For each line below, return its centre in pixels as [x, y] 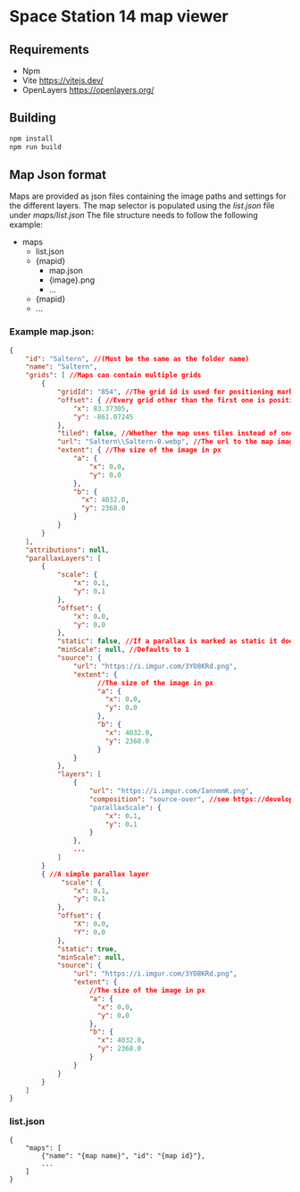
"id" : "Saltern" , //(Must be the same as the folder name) [137, 359]
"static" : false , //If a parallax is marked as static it [167, 641]
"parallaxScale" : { [125, 807]
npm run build [36, 147]
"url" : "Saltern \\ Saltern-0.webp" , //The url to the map [165, 442]
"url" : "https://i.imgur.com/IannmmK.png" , [171, 791]
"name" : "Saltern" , [62, 367]
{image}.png [72, 280]
